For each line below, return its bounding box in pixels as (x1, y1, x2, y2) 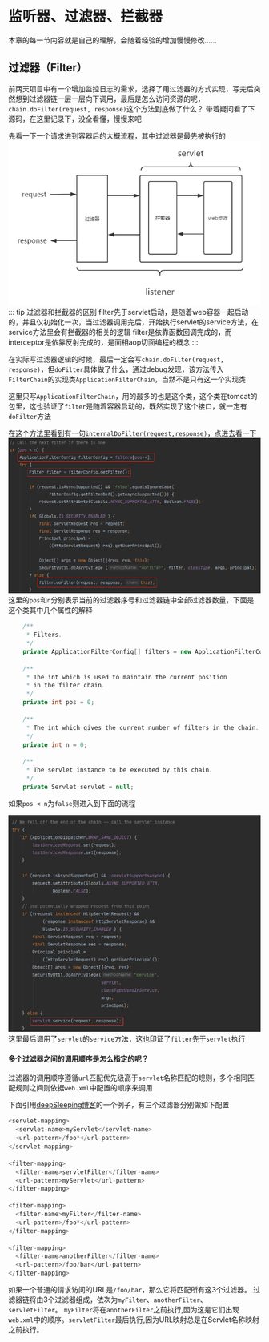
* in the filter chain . (26, 682, 106, 690)
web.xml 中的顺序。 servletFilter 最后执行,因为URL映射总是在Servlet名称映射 (8, 1315, 260, 1324)
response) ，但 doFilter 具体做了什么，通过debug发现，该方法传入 (8, 365, 224, 374)
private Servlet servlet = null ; (22, 783, 134, 791)
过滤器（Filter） (8, 61, 88, 75)
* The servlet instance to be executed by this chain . (26, 766, 214, 774)
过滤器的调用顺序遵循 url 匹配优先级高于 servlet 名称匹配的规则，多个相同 (8, 1073, 248, 1082)
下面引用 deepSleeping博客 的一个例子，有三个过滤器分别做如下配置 (8, 1100, 230, 1110)
